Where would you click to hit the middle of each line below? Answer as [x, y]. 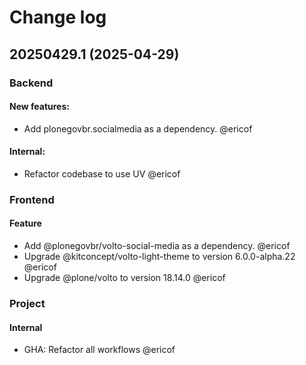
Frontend [32, 199]
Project [27, 303]
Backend [31, 83]
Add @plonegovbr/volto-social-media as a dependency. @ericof [157, 246]
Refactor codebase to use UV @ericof [102, 173]
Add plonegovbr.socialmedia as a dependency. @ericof [138, 128]
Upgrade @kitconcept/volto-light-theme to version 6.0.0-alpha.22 [159, 257]
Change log [58, 17]
